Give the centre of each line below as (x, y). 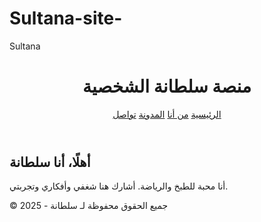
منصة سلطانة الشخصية (167, 86)
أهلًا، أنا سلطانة (50, 162)
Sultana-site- (66, 18)
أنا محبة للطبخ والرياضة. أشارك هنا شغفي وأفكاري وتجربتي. (119, 186)
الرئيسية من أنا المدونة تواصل (167, 114)
